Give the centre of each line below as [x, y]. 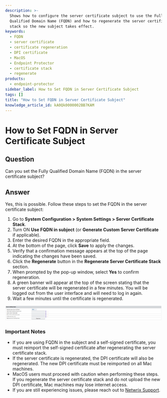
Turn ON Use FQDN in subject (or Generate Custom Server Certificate [85, 230]
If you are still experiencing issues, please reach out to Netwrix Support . [86, 390]
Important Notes [25, 331]
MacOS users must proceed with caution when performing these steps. [85, 374]
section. [21, 267]
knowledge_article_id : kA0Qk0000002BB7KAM [50, 105]
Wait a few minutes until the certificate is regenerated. [68, 298]
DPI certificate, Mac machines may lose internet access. [70, 385]
